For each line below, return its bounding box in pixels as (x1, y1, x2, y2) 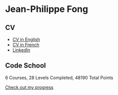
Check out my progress (5, 84, 53, 90)
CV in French (12, 42, 39, 48)
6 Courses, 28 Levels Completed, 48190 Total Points (5, 75, 113, 81)
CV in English (12, 36, 40, 42)
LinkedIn (12, 47, 30, 53)
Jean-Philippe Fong (5, 3, 88, 15)
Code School (5, 61, 46, 70)
